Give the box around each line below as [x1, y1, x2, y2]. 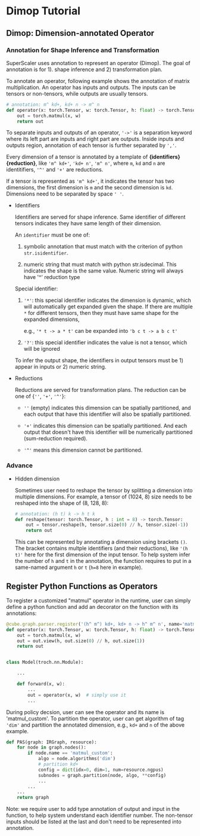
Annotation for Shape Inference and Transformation [6, 46, 160, 54]
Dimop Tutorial [6, 4, 80, 18]
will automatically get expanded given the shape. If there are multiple [23, 303, 193, 310]
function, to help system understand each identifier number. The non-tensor [6, 811, 193, 819]
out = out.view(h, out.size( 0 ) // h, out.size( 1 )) [17, 638, 145, 644]
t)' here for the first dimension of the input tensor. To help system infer [14, 551, 190, 558]
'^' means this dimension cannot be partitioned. [23, 446, 143, 454]
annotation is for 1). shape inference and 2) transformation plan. [6, 66, 162, 73]
